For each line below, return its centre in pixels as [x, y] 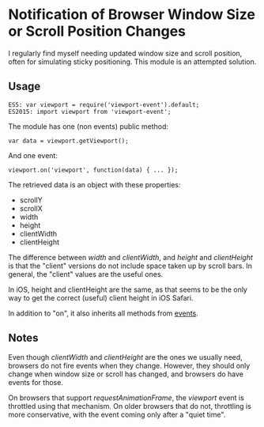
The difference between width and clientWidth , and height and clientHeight [130, 257]
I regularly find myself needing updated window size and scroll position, [125, 53]
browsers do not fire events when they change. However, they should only [129, 365]
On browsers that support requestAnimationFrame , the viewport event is [126, 398]
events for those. [36, 382]
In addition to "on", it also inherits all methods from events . [104, 313]
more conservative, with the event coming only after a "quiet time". [117, 414]
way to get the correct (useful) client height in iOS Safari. [101, 297]
